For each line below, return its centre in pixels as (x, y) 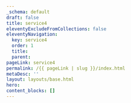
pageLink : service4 (31, 62)
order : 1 (23, 46)
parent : (21, 57)
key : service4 (29, 40)
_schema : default (28, 12)
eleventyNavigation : (32, 35)
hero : (13, 85)
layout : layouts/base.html (40, 79)
